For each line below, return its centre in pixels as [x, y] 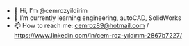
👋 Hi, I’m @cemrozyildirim [51, 11]
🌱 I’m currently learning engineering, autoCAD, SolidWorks [98, 18]
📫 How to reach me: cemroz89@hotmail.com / [81, 25]
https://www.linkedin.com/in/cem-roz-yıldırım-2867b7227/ [98, 35]
